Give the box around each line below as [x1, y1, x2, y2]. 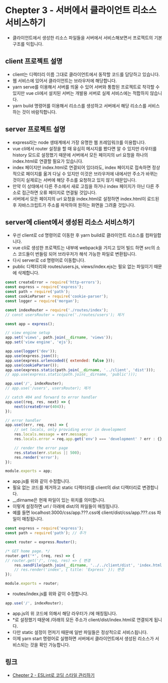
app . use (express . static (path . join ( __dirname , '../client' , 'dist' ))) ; [5, 367, 155, 373]
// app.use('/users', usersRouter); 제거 [5, 386, 91, 391]
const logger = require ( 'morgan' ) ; [5, 298, 79, 303]
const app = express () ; [5, 321, 55, 326]
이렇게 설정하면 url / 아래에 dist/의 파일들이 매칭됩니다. [12, 503, 119, 509]
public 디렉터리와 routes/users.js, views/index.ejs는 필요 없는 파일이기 [12, 264, 153, 270]
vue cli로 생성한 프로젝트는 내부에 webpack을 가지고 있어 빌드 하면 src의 [12, 245, 155, 251]
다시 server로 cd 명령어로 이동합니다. [12, 257, 86, 263]
